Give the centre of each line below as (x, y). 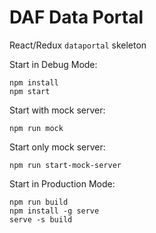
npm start (30, 91)
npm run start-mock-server (65, 165)
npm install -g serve (54, 211)
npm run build (39, 202)
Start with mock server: (57, 110)
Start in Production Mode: (62, 183)
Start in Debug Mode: (53, 64)
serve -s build (41, 219)
